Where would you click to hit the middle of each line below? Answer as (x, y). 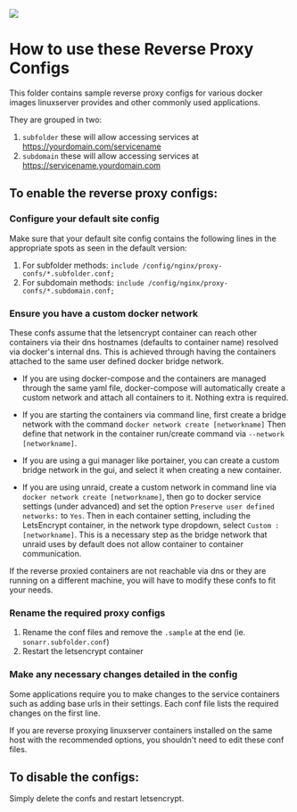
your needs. (31, 590)
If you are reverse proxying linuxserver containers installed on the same (141, 730)
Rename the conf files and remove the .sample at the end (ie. (134, 633)
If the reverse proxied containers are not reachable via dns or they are (138, 570)
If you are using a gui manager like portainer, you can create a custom (151, 460)
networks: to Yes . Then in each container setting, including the (136, 515)
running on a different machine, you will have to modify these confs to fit (143, 580)
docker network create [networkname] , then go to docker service (141, 496)
